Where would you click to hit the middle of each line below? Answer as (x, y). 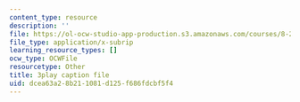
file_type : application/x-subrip (71, 42)
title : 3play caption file (59, 75)
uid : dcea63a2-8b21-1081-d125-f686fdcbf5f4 (92, 83)
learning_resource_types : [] (63, 51)
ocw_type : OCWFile (43, 59)
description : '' (39, 26)
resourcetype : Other (48, 67)
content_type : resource (54, 17)
